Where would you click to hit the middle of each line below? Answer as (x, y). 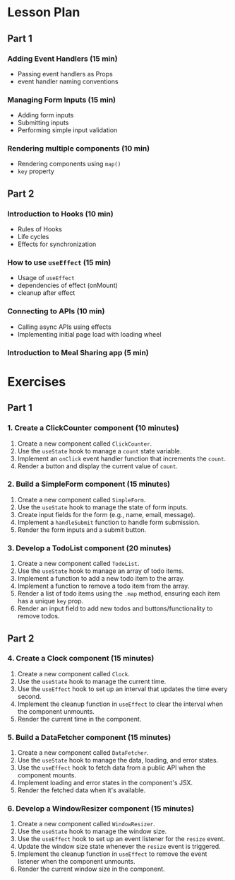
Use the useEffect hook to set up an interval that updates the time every (122, 689)
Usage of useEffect (46, 278)
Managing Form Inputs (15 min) (62, 100)
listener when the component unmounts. (76, 862)
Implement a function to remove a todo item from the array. (103, 586)
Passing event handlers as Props (65, 74)
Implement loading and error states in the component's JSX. (105, 783)
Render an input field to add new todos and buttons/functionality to (115, 608)
